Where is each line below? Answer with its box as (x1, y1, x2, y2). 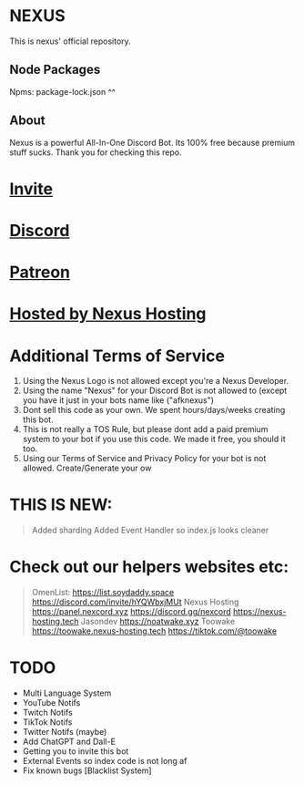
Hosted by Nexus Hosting (9, 304, 207, 325)
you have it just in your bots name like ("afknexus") (22, 395, 215, 406)
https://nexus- (232, 606, 287, 617)
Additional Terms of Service (9, 346, 226, 366)
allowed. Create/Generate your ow (22, 462, 152, 474)
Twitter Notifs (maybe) (22, 727, 107, 738)
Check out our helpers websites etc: (9, 557, 289, 577)
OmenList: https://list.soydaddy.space (31, 587, 175, 598)
